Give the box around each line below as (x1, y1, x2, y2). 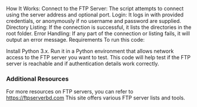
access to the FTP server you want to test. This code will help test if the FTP (6, 54, 191, 61)
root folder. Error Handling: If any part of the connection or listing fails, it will (6, 30, 190, 37)
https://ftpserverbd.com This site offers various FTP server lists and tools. (6, 94, 185, 102)
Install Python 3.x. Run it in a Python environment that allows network (6, 48, 174, 55)
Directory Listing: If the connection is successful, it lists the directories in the (6, 24, 192, 31)
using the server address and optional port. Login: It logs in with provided (6, 11, 184, 18)
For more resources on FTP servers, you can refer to (6, 88, 133, 95)
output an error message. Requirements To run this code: (6, 36, 145, 43)
